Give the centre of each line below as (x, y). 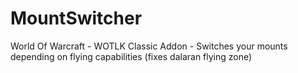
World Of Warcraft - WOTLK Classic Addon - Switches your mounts (149, 46)
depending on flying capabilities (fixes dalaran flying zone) (131, 56)
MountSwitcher (76, 18)
